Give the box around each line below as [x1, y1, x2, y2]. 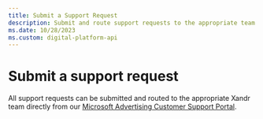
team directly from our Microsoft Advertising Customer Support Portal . [8, 102, 237, 111]
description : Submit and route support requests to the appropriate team [8, 19, 256, 27]
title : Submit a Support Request [8, 11, 118, 20]
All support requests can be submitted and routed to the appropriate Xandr [8, 94, 250, 103]
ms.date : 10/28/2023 [8, 26, 76, 34]
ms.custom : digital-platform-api [8, 33, 118, 42]
